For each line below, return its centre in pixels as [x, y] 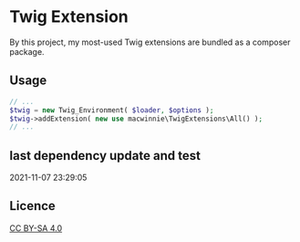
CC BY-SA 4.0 [36, 228]
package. [27, 51]
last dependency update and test [105, 156]
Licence [33, 206]
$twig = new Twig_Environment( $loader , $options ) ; [112, 110]
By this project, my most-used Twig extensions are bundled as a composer [150, 42]
